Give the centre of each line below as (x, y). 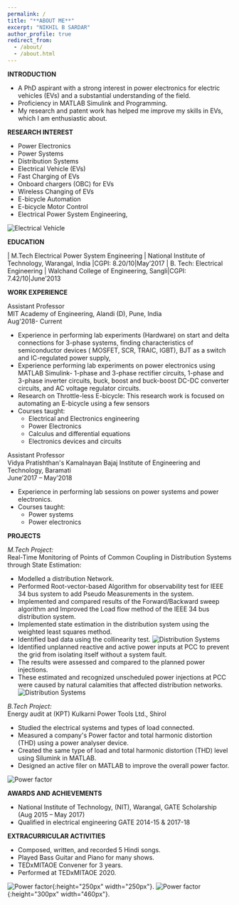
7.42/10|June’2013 (34, 278)
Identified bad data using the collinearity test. (84, 639)
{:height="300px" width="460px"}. (59, 894)
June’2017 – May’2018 (40, 477)
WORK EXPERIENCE (38, 292)
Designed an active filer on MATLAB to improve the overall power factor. (123, 765)
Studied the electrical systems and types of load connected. (106, 727)
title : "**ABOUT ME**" (41, 21)
